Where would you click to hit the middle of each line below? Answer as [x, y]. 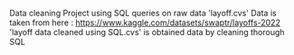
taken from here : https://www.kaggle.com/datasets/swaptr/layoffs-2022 [145, 23]
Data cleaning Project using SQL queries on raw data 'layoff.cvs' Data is [143, 13]
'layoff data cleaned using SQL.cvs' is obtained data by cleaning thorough [147, 32]
